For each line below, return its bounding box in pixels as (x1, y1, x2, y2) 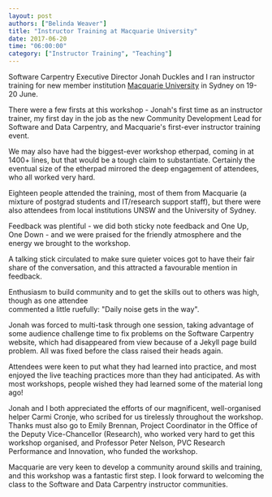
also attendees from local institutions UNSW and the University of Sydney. (8, 205, 257, 215)
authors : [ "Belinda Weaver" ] (8, 19, 107, 28)
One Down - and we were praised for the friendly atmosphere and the (8, 230, 242, 240)
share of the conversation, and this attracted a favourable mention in (8, 263, 238, 272)
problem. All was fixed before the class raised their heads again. (8, 346, 223, 356)
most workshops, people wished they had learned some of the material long (8, 379, 263, 388)
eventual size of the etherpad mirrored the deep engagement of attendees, (8, 164, 260, 173)
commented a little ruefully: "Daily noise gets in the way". (8, 305, 200, 313)
